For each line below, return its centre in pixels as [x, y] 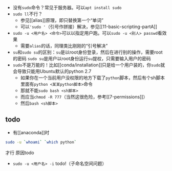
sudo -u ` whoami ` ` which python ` [41, 142]
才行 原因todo [20, 153]
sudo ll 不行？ [27, 14]
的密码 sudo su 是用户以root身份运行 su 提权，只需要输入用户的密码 [82, 58]
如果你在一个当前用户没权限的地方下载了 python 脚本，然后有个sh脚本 [93, 78]
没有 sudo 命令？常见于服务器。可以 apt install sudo [67, 7]
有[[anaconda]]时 [31, 132]
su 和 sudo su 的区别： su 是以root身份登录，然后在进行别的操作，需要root [88, 52]
